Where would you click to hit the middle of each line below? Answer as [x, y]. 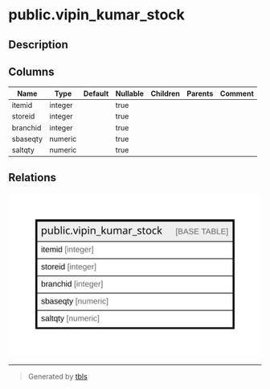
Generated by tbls [58, 377]
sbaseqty [27, 139]
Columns [31, 71]
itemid [22, 106]
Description [38, 45]
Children [166, 93]
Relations [33, 178]
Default [96, 93]
